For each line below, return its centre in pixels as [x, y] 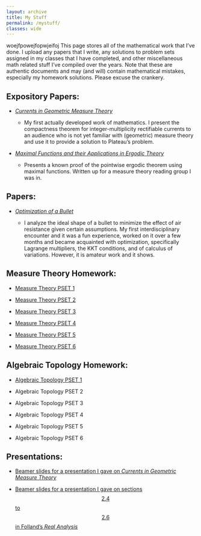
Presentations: [35, 456]
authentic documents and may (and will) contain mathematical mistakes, [96, 71]
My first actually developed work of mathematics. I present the [101, 123]
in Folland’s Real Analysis [46, 527]
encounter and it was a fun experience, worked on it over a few [102, 236]
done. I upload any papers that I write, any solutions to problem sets [91, 52]
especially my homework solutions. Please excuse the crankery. [85, 78]
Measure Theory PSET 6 [45, 346]
